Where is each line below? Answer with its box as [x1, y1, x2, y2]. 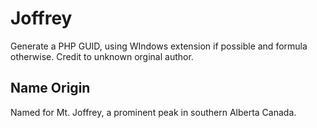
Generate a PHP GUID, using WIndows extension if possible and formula [10, 40, 308, 52]
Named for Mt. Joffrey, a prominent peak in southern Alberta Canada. [10, 106, 297, 118]
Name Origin [10, 80, 91, 97]
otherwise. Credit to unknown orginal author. [10, 50, 194, 62]
